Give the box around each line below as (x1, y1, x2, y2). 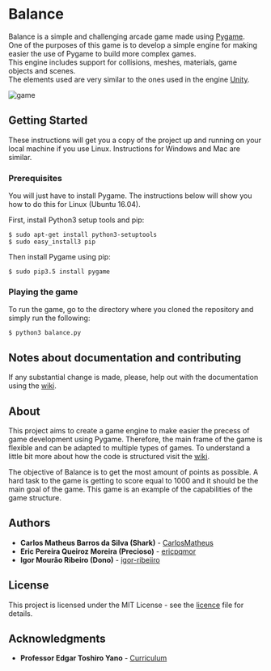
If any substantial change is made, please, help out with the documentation (8, 373, 259, 382)
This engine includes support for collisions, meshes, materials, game (8, 57, 237, 67)
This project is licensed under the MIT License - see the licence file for (8, 600, 244, 610)
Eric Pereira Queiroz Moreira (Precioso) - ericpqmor (19, 547, 197, 556)
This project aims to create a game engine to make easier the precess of (8, 425, 250, 435)
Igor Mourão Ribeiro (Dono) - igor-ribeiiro (19, 555, 160, 564)
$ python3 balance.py (8, 329, 82, 337)
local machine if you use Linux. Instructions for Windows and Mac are (8, 143, 241, 154)
